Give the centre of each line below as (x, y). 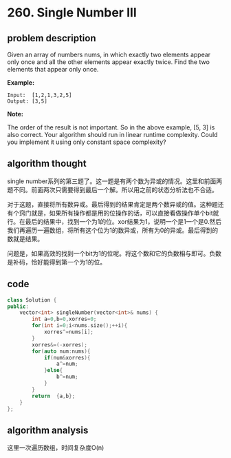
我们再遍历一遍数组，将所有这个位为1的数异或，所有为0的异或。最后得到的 (113, 230)
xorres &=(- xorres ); (60, 345)
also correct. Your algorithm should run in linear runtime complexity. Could (112, 135)
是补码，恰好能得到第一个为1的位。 (57, 262)
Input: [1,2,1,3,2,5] (40, 95)
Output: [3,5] (27, 101)
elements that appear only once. (53, 69)
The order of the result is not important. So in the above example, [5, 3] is (111, 127)
